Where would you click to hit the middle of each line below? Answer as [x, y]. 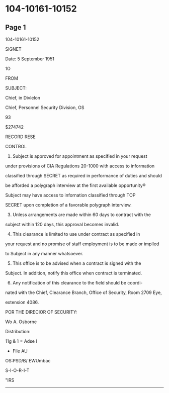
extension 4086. [22, 302]
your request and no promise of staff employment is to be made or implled [82, 244]
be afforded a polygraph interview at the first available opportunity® [75, 185]
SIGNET [13, 49]
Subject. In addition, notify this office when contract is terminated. [74, 273]
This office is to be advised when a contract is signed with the [77, 263]
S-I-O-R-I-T [17, 370]
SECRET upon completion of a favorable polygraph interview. [68, 205]
